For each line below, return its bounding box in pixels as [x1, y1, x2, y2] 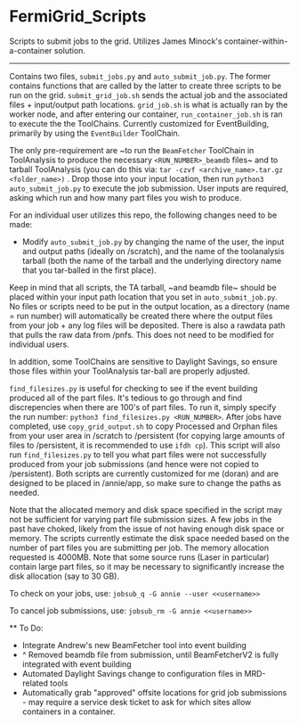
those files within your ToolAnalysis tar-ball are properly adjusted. [9, 366, 251, 376]
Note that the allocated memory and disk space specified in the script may [9, 504, 283, 514]
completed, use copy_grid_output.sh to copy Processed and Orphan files [9, 421, 279, 432]
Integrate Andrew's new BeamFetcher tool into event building [21, 639, 247, 650]
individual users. [9, 339, 69, 350]
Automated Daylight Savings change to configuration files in [21, 668, 243, 679]
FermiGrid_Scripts [9, 6, 147, 27]
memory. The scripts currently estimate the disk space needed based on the [9, 532, 290, 543]
